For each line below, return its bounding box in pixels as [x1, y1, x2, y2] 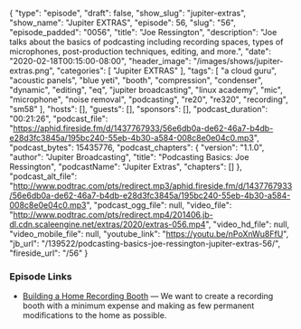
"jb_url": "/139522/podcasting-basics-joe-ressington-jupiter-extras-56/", [9, 239, 281, 249]
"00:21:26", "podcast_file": [9, 113, 108, 124]
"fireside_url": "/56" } [9, 248, 89, 258]
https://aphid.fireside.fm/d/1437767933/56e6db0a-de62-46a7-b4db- [13, 123, 274, 134]
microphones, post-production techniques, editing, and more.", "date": [9, 46, 271, 57]
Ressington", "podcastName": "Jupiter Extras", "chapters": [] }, [9, 162, 242, 172]
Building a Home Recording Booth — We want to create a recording [22, 291, 274, 302]
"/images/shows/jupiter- [193, 56, 284, 66]
